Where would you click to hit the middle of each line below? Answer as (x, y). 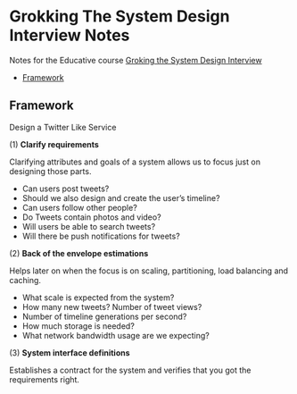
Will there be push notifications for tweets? (101, 236)
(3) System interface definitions (70, 352)
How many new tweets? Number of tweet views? (112, 306)
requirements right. (45, 379)
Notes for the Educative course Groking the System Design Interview (136, 60)
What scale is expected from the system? (98, 298)
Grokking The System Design (120, 17)
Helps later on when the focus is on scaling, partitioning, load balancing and (148, 271)
